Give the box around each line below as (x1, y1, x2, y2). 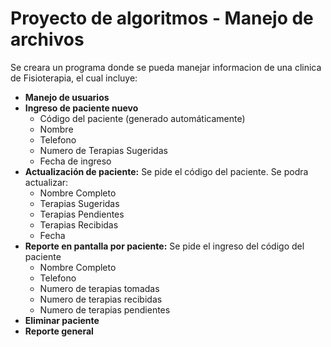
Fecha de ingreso (39, 155, 112, 167)
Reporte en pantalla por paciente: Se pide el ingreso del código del (24, 240, 305, 252)
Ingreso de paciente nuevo (24, 102, 139, 114)
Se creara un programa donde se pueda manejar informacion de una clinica (10, 61, 322, 73)
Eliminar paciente (24, 314, 100, 326)
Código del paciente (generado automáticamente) (39, 112, 246, 124)
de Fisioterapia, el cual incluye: (10, 72, 138, 84)
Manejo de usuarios (24, 91, 110, 103)
